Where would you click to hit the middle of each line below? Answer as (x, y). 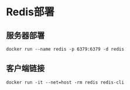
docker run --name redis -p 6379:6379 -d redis (65, 49)
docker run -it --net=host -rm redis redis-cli (65, 82)
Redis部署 (30, 12)
